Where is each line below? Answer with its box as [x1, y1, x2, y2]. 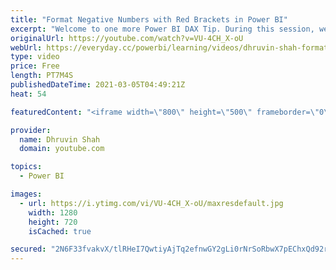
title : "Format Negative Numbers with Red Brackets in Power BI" [10, 14, 288, 25]
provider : [10, 125, 52, 135]
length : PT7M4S [10, 71, 74, 81]
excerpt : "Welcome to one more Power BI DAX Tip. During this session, [10, 24, 315, 34]
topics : [10, 162, 43, 172]
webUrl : [10, 42, 43, 53]
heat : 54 [10, 89, 47, 99]
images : [10, 189, 43, 199]
